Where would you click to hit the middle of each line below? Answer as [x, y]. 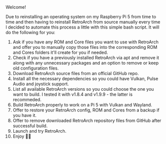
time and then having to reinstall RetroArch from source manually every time [83, 22]
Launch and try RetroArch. [40, 131]
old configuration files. [36, 68]
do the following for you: [31, 32]
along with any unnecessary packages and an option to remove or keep [86, 63]
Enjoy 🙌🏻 [22, 136]
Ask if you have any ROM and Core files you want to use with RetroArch [85, 42]
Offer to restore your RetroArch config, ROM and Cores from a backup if [86, 110]
